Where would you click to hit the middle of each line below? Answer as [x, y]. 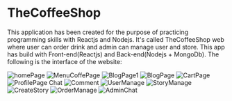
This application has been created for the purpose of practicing [98, 32]
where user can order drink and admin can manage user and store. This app [116, 47]
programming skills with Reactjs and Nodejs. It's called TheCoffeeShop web [116, 39]
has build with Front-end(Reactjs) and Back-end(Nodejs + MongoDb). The [113, 54]
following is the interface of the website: [65, 61]
